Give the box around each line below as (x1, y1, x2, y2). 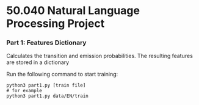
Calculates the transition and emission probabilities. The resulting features (6, 52, 194, 60)
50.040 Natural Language (6, 4, 140, 18)
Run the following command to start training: (6, 71, 118, 78)
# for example (6, 88, 43, 94)
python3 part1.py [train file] (6, 82, 86, 89)
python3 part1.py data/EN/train (6, 93, 89, 100)
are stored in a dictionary (6, 59, 70, 66)
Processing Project (6, 16, 105, 31)
